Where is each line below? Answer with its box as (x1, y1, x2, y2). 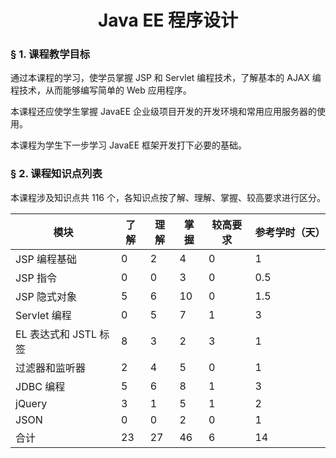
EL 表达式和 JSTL (15, 327, 97, 341)
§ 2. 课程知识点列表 (10, 167, 103, 181)
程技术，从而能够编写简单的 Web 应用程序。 (10, 84, 192, 96)
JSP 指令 (15, 271, 57, 285)
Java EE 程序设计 (97, 9, 239, 32)
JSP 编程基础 (15, 252, 77, 266)
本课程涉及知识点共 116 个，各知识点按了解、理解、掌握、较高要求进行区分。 (10, 191, 326, 203)
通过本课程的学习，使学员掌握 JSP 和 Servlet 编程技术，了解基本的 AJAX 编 (10, 72, 322, 84)
